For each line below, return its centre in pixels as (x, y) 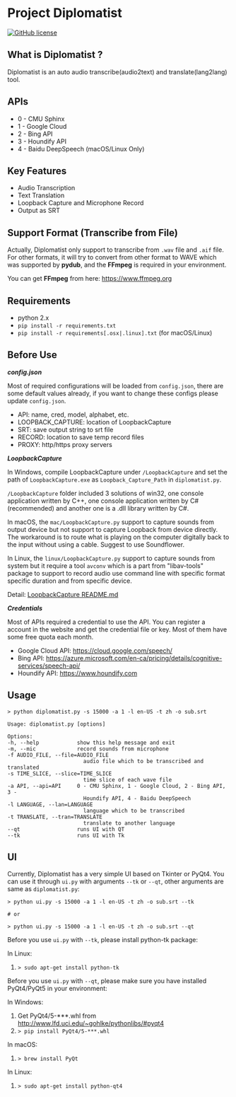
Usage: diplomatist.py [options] (57, 724)
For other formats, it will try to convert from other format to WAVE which (112, 257)
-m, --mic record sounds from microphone (88, 749)
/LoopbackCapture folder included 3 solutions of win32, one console (106, 493)
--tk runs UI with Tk (66, 835)
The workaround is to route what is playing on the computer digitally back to (118, 537)
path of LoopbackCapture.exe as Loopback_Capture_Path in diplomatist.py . (114, 480)
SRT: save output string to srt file (65, 429)
